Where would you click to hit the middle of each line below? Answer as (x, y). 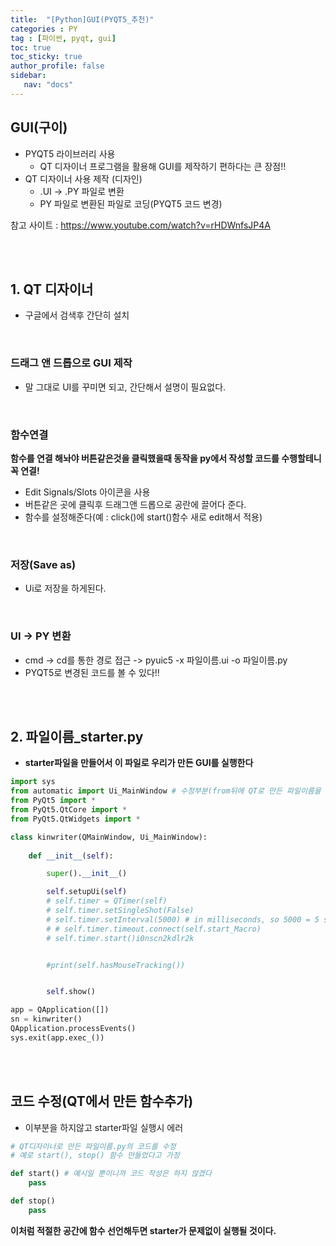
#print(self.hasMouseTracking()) (116, 965)
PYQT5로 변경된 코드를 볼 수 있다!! (92, 672)
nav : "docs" (48, 85)
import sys (33, 782)
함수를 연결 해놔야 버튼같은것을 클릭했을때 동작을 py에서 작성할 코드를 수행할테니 (166, 458)
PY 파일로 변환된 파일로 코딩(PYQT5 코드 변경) (131, 203)
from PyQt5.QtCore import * (69, 810)
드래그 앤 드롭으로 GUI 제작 (71, 363)
